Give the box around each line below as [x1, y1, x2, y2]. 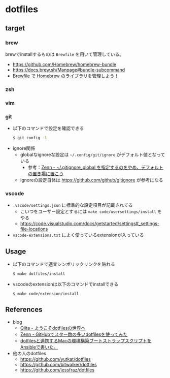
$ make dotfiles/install [12, 271, 65, 276]
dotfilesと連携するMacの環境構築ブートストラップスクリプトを [20, 337, 152, 343]
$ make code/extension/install [12, 291, 79, 296]
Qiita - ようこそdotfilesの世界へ [20, 325, 86, 331]
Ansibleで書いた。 [20, 344, 58, 350]
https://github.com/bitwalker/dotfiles [20, 361, 97, 367]
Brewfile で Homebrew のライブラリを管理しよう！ [12, 73, 119, 79]
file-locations [20, 226, 48, 232]
